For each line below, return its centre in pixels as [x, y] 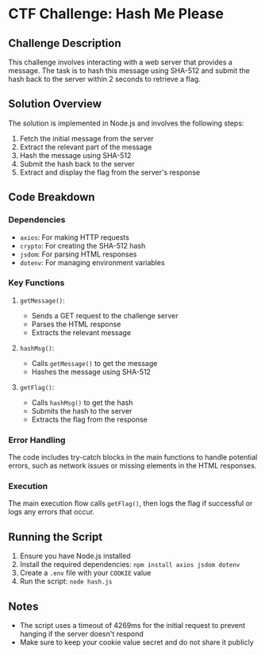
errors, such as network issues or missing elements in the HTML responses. [132, 466]
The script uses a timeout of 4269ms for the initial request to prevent [132, 626]
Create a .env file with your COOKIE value [85, 573]
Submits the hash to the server [82, 410]
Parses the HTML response [76, 324]
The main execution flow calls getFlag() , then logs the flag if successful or [131, 503]
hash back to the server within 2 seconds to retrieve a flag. [104, 79]
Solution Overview [55, 104]
